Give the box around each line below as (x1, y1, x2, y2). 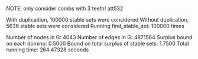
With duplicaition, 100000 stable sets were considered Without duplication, (6, 16, 189, 23)
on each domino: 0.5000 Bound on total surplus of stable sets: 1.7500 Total (6, 40, 189, 47)
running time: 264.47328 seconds (6, 46, 89, 53)
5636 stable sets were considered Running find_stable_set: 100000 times (6, 23, 184, 29)
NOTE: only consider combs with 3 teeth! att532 (6, 5, 124, 12)
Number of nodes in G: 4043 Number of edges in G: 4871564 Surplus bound (6, 34, 193, 40)
